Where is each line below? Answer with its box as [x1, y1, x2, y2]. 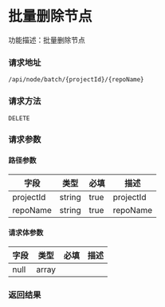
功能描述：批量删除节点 [8, 35, 85, 45]
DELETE [8, 114, 30, 122]
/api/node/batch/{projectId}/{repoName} [8, 76, 145, 84]
